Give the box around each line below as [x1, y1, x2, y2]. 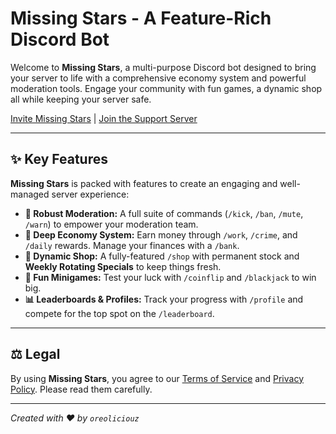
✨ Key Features [10, 151, 108, 168]
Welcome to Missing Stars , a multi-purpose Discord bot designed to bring [10, 61, 317, 73]
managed [10, 188, 50, 200]
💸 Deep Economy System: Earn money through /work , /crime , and [24, 228, 298, 241]
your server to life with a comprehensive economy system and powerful [10, 72, 307, 84]
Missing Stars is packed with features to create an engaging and [10, 177, 278, 189]
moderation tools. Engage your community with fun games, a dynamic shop [10, 82, 323, 94]
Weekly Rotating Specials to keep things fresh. [24, 260, 222, 272]
